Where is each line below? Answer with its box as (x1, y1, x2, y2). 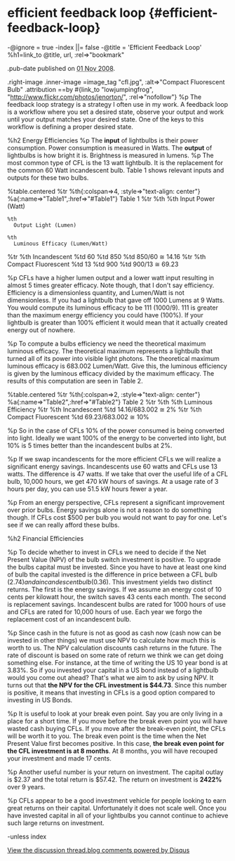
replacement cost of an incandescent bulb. (7, 614, 132, 623)
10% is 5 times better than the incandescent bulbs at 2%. (7, 441, 173, 449)
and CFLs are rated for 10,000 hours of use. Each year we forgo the (7, 607, 203, 616)
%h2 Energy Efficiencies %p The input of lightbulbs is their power (7, 136, 199, 145)
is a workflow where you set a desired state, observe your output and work (7, 107, 224, 116)
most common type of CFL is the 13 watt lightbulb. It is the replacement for (7, 158, 223, 166)
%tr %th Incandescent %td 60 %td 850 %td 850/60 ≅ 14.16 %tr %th (7, 252, 206, 261)
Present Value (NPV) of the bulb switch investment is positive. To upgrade (7, 555, 221, 563)
